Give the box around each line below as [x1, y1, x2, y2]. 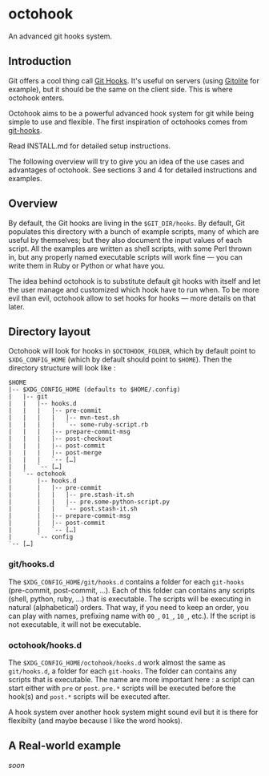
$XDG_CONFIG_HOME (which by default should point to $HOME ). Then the [8, 354, 232, 365]
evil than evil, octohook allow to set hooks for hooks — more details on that [8, 293, 256, 303]
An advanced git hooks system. [8, 31, 113, 41]
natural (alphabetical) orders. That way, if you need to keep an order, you [8, 602, 250, 612]
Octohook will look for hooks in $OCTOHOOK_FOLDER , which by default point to [8, 346, 256, 356]
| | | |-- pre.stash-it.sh [8, 491, 134, 499]
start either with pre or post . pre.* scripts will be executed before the [8, 683, 236, 693]
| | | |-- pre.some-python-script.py [8, 498, 171, 506]
